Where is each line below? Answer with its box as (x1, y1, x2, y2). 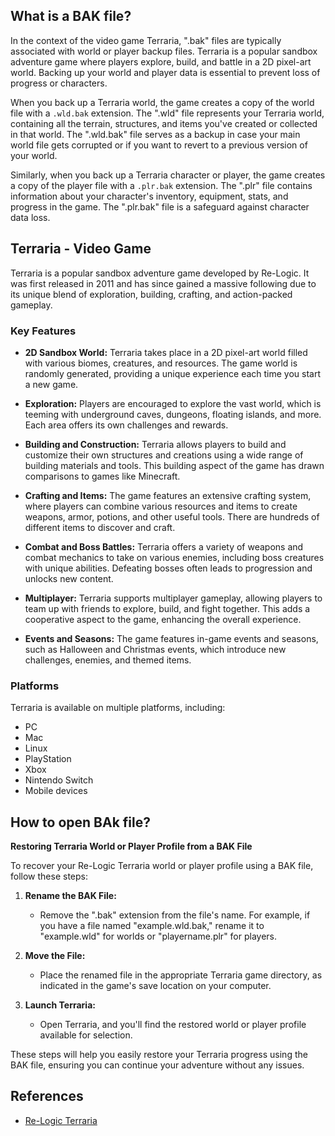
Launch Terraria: (24, 999, 96, 1011)
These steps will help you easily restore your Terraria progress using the (10, 1049, 308, 1061)
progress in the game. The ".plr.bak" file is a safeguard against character (10, 200, 310, 213)
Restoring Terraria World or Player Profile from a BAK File (10, 840, 253, 853)
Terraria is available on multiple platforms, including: (10, 702, 226, 714)
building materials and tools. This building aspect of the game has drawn (24, 459, 325, 471)
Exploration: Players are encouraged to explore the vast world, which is (24, 397, 322, 409)
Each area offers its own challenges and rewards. (24, 419, 229, 431)
